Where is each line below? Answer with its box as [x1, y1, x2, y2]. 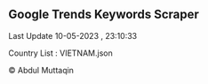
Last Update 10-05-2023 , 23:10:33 [8, 30, 138, 41]
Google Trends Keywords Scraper [8, 7, 199, 22]
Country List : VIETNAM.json [8, 48, 113, 58]
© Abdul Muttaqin [8, 65, 75, 75]
